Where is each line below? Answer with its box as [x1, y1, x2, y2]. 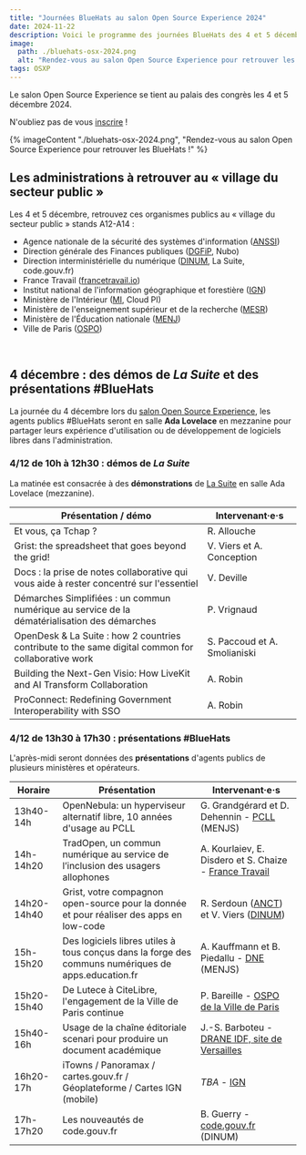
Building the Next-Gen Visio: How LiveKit [14, 667, 190, 680]
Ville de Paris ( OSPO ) [22, 322, 103, 333]
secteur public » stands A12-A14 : [9, 218, 135, 229]
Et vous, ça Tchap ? [14, 525, 97, 537]
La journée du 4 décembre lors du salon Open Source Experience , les [9, 405, 271, 416]
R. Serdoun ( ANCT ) [199, 897, 284, 910]
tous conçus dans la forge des [62, 946, 192, 959]
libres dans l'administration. [9, 434, 114, 445]
